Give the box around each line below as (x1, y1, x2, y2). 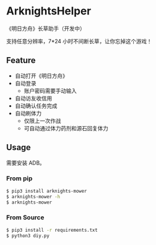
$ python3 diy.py (6, 232, 50, 238)
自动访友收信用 (14, 94, 52, 101)
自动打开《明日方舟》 (14, 72, 68, 79)
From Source (6, 213, 44, 222)
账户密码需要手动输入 (23, 87, 77, 94)
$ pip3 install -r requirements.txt (6, 227, 98, 233)
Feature (6, 55, 36, 65)
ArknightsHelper (6, 4, 91, 18)
